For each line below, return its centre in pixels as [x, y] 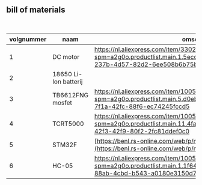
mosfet [62, 103]
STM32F [64, 145]
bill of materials [36, 10]
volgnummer [28, 39]
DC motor [66, 56]
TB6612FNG [70, 95]
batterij [73, 82]
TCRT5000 [68, 124]
